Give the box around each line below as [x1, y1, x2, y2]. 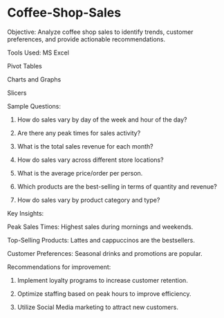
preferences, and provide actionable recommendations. [7, 35, 166, 43]
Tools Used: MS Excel [7, 48, 69, 57]
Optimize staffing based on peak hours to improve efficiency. [17, 289, 192, 298]
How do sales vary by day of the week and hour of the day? [17, 115, 188, 124]
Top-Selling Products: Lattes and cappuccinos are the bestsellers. [7, 236, 195, 244]
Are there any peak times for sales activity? [17, 129, 141, 137]
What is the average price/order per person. [17, 169, 143, 177]
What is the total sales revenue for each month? [17, 142, 153, 150]
